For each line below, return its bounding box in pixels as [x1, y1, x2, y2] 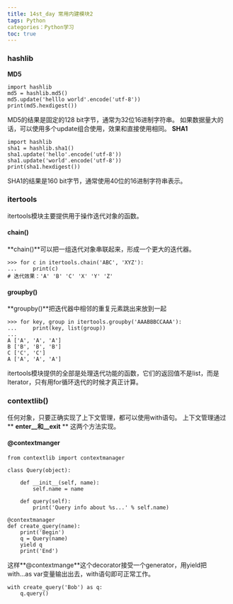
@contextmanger [7, 439, 60, 447]
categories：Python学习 [7, 23, 74, 30]
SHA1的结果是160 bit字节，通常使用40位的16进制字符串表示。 [7, 177, 187, 185]
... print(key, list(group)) [7, 325, 106, 332]
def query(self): [20, 498, 72, 505]
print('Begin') [20, 529, 65, 536]
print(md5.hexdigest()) [7, 102, 78, 109]
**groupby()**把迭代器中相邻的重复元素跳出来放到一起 [7, 304, 167, 313]
